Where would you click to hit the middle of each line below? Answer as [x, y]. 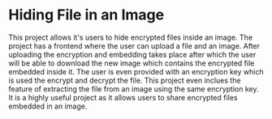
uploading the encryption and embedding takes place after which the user [132, 54]
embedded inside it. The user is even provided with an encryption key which [136, 71]
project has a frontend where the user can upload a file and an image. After [134, 45]
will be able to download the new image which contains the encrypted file [132, 63]
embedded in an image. [48, 106]
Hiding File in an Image [86, 15]
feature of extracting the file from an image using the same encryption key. [134, 89]
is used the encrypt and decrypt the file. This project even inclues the [125, 80]
